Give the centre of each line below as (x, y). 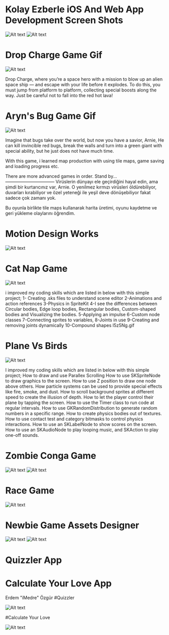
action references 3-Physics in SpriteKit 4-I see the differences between (81, 303)
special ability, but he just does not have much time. (60, 151)
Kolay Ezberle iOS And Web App (75, 9)
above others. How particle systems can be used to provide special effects (84, 386)
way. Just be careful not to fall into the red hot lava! (59, 95)
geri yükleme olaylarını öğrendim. (40, 213)
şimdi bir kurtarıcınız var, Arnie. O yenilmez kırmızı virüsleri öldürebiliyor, (81, 187)
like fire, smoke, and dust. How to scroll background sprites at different (80, 391)
